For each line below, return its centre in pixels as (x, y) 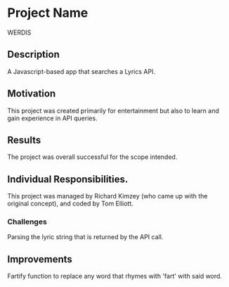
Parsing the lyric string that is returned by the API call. (85, 237)
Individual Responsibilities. (68, 179)
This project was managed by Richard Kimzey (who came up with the (107, 196)
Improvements (40, 259)
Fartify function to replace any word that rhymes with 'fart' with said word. (115, 276)
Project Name (48, 13)
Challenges (27, 222)
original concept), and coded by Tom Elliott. (70, 204)
